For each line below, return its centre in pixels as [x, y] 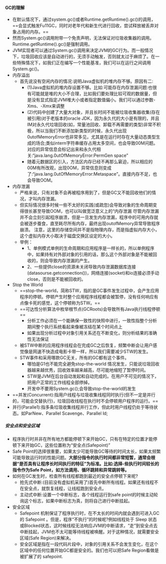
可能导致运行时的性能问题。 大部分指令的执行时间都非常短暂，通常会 [82, 458]
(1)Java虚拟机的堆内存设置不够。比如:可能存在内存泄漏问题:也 [90, 88]
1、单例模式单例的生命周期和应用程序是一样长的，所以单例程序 [91, 248]
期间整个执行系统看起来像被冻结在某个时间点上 [75, 327]
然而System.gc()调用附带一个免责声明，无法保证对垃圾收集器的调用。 [83, 38]
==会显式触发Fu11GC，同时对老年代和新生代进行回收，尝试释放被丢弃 [83, 26]
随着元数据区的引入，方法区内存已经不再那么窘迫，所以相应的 [90, 162]
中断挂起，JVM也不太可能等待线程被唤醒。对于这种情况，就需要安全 [89, 532]
